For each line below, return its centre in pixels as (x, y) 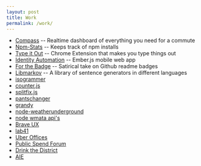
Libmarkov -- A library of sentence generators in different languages (101, 73)
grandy (24, 105)
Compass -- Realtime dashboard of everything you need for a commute (105, 41)
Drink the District (36, 150)
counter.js (28, 86)
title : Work (21, 18)
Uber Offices (31, 137)
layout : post (23, 12)
